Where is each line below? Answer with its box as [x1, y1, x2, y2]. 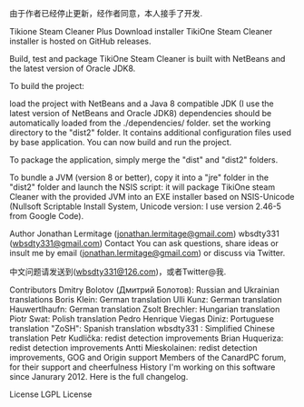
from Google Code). [9, 211, 84, 221]
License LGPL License [9, 389, 93, 400]
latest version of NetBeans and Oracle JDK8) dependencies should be [9, 108, 272, 118]
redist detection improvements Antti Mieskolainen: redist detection [9, 342, 258, 352]
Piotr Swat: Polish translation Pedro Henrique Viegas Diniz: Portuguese [9, 313, 274, 324]
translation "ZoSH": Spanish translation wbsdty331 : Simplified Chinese [9, 323, 275, 333]
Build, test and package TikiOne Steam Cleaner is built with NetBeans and [9, 54, 286, 64]
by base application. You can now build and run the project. [9, 137, 232, 147]
